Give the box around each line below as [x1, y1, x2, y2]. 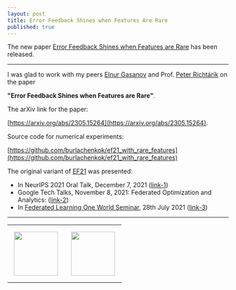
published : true [7, 23, 55, 30]
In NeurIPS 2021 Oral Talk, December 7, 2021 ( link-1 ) [17, 181, 169, 189]
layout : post [7, 10, 46, 18]
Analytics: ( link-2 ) [17, 196, 69, 204]
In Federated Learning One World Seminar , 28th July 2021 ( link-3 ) [17, 203, 209, 212]
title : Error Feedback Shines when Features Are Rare [7, 17, 169, 24]
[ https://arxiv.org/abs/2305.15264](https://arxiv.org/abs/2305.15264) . [7, 119, 209, 127]
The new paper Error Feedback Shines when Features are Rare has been [7, 43, 218, 51]
